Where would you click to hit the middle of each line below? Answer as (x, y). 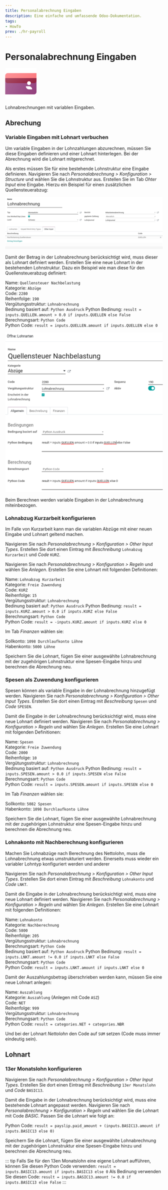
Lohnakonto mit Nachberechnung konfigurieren (64, 842)
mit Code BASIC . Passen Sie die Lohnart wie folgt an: (60, 1116)
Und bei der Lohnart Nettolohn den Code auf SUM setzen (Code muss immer (83, 1033)
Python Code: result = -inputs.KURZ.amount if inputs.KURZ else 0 (76, 621)
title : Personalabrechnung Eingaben (43, 10)
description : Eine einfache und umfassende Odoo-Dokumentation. (73, 16)
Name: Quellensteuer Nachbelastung (43, 283)
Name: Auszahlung (24, 992)
